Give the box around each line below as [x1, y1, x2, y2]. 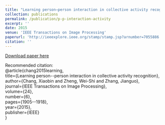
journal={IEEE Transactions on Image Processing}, [5, 83, 107, 89]
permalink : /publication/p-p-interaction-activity [5, 16, 111, 21]
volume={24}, [5, 88, 33, 94]
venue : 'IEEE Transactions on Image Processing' [5, 30, 107, 35]
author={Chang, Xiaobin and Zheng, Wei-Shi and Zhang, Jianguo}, [5, 78, 140, 84]
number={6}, [5, 94, 31, 99]
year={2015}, [5, 104, 32, 110]
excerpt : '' [5, 21, 29, 26]
